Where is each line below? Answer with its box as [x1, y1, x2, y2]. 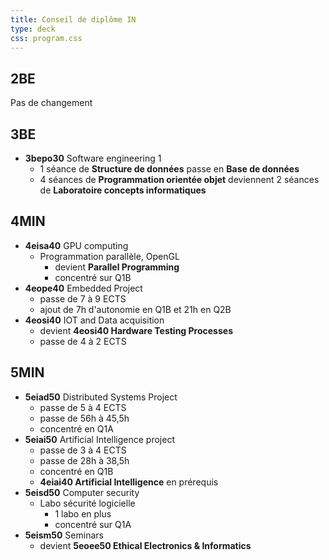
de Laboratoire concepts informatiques [39, 184, 207, 196]
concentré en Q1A [39, 422, 114, 435]
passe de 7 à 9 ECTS [39, 292, 127, 305]
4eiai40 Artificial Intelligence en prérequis [39, 476, 219, 488]
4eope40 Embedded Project [24, 282, 143, 294]
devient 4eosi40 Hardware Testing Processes [39, 324, 233, 336]
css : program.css [10, 33, 83, 43]
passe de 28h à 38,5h [39, 454, 130, 466]
